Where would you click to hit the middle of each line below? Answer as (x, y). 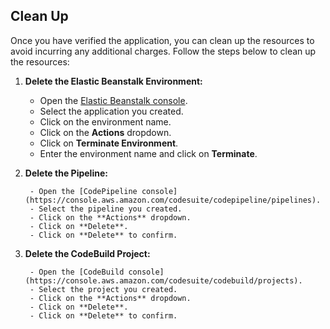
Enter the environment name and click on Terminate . (148, 153)
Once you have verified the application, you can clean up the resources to (162, 40)
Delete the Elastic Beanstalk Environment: (113, 81)
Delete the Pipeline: (66, 173)
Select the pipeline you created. (110, 209)
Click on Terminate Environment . (109, 143)
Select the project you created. (108, 289)
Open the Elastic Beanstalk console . (113, 100)
